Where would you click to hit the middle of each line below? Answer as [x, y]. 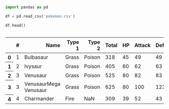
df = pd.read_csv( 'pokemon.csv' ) [40, 16]
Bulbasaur [36, 57]
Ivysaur [33, 66]
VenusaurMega [42, 84]
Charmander [39, 99]
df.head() [16, 25]
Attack [143, 45]
